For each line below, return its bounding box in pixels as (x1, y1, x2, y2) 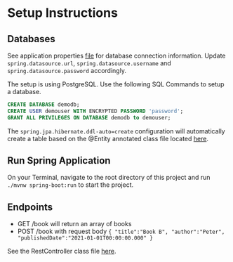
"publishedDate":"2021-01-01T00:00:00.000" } (17, 235, 153, 242)
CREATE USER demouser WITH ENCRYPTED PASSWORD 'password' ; (7, 107, 184, 114)
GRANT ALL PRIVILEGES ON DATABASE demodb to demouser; (7, 114, 171, 121)
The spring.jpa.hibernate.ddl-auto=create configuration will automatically (7, 126, 226, 135)
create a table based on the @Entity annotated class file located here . (7, 134, 209, 143)
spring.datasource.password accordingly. (7, 67, 126, 74)
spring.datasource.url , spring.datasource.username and (7, 59, 172, 67)
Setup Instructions (7, 5, 118, 21)
